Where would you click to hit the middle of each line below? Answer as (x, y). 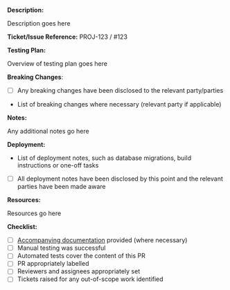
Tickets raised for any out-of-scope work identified (90, 279)
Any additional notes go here (48, 132)
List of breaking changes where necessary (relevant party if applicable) (119, 105)
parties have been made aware (61, 187)
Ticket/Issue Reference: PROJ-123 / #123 (68, 37)
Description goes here (39, 23)
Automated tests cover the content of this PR (81, 256)
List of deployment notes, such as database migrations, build (104, 158)
